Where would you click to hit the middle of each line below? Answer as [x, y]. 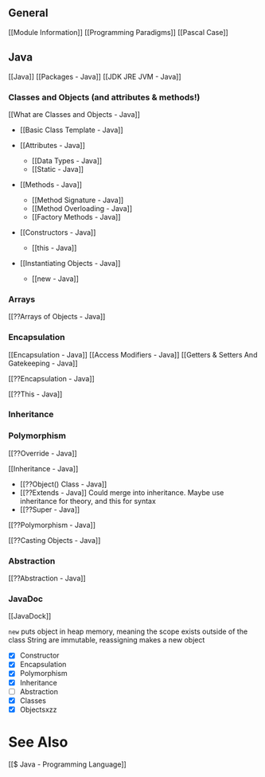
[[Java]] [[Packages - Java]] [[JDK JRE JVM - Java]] [95, 76]
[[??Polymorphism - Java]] [52, 525]
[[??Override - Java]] [43, 453]
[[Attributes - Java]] [53, 145]
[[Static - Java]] [58, 169]
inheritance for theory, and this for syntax [88, 501]
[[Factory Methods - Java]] [76, 217]
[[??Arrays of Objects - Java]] [57, 317]
